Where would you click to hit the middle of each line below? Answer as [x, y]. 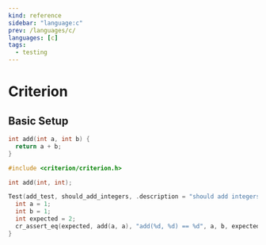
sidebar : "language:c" [46, 23]
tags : [17, 45]
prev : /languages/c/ [42, 30]
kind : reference [35, 15]
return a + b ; [38, 146]
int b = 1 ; [33, 212]
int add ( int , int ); [40, 182]
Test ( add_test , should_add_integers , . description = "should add [118, 197]
